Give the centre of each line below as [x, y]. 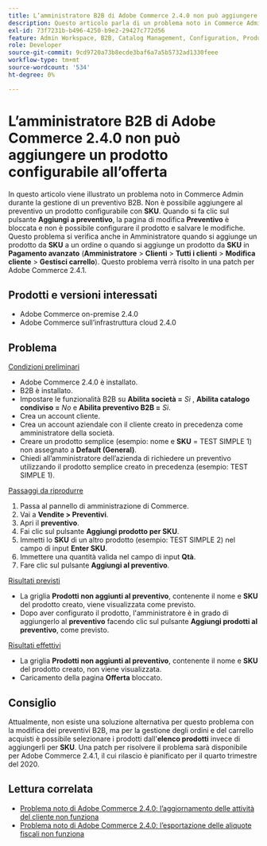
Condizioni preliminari [44, 367]
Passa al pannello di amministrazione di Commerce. [104, 506]
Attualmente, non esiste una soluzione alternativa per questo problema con [131, 722]
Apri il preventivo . [49, 523]
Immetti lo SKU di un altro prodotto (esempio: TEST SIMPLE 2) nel [128, 540]
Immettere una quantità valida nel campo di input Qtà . [108, 557]
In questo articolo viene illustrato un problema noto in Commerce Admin [126, 194]
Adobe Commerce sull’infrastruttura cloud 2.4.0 [98, 322]
